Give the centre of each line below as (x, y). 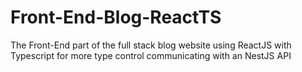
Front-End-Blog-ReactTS (116, 17)
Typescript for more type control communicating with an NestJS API (151, 55)
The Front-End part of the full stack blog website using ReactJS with (151, 45)
